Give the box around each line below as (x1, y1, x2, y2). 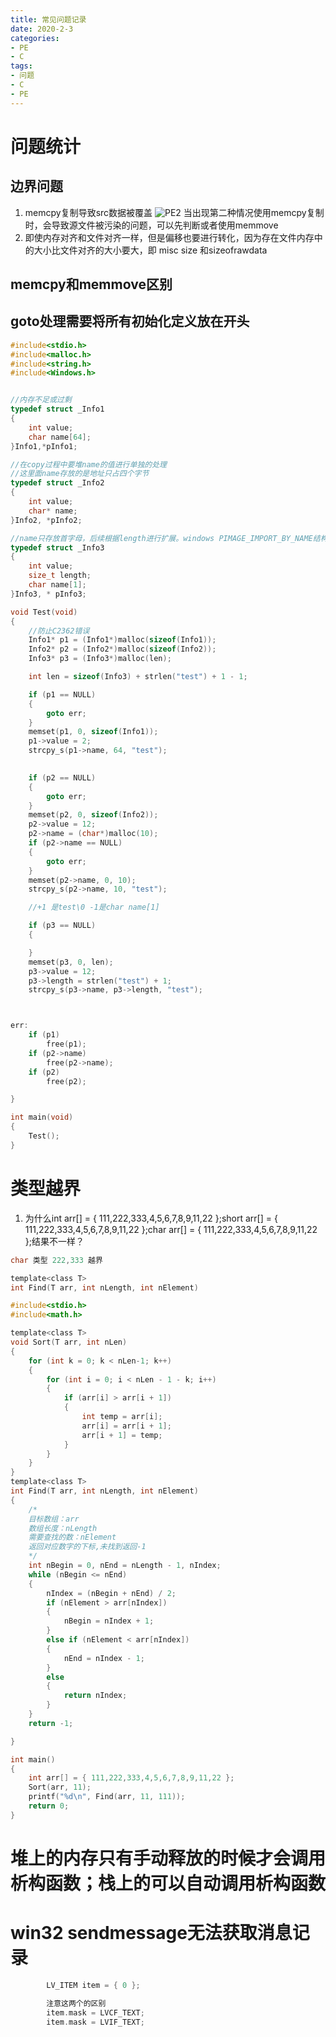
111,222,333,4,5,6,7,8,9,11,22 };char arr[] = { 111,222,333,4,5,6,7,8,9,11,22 (24, 1223, 318, 1235)
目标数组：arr (28, 1514, 80, 1524)
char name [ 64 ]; (28, 432, 92, 442)
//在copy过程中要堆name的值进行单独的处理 (10, 459, 167, 470)
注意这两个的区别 (46, 1998, 107, 2008)
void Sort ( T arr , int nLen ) (10, 1337, 128, 1348)
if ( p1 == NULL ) (28, 689, 97, 700)
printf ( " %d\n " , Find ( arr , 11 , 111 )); (28, 1792, 186, 1802)
